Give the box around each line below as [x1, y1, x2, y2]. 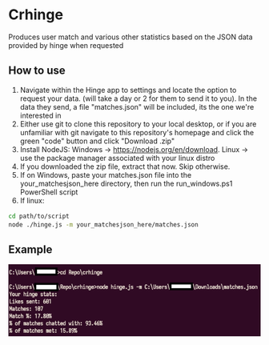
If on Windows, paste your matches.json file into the [19, 170, 192, 179]
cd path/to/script [8, 212, 70, 220]
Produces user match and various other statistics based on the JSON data [8, 32, 254, 42]
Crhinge [8, 6, 64, 24]
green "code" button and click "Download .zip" [19, 136, 175, 146]
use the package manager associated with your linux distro [19, 153, 215, 162]
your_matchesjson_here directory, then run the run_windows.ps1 [19, 179, 233, 188]
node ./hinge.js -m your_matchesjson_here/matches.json [8, 220, 199, 229]
